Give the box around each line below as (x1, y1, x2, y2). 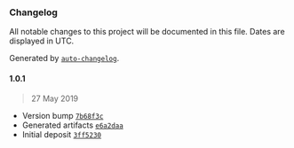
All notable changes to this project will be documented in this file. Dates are (9, 27, 286, 37)
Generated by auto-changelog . (9, 53, 120, 64)
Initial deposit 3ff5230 (21, 129, 102, 139)
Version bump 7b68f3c (21, 110, 104, 121)
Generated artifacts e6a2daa (21, 120, 124, 130)
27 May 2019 (30, 93, 79, 104)
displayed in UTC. (9, 35, 75, 46)
